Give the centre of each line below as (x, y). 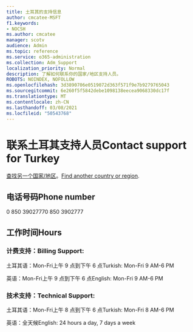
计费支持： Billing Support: (45, 251)
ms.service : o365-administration (49, 57)
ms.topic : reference (32, 51)
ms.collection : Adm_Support (42, 62)
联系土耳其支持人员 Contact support (96, 145)
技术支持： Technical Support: (51, 296)
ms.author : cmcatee (31, 35)
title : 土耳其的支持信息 (34, 12)
